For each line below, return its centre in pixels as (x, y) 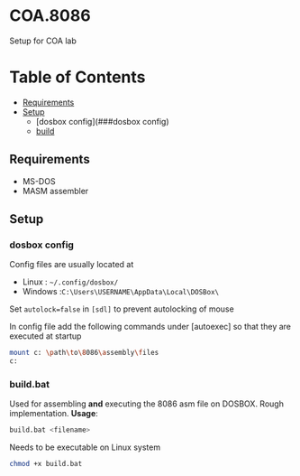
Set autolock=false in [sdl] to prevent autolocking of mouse (122, 309)
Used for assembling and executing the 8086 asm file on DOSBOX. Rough (146, 404)
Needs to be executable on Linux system (85, 447)
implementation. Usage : (54, 414)
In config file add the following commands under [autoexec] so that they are (150, 327)
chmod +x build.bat (46, 464)
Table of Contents (77, 77)
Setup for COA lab (43, 41)
